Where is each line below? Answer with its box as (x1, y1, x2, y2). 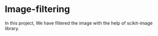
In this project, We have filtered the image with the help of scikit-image (5, 20, 153, 26)
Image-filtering (5, 3, 70, 15)
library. (5, 25, 20, 31)
